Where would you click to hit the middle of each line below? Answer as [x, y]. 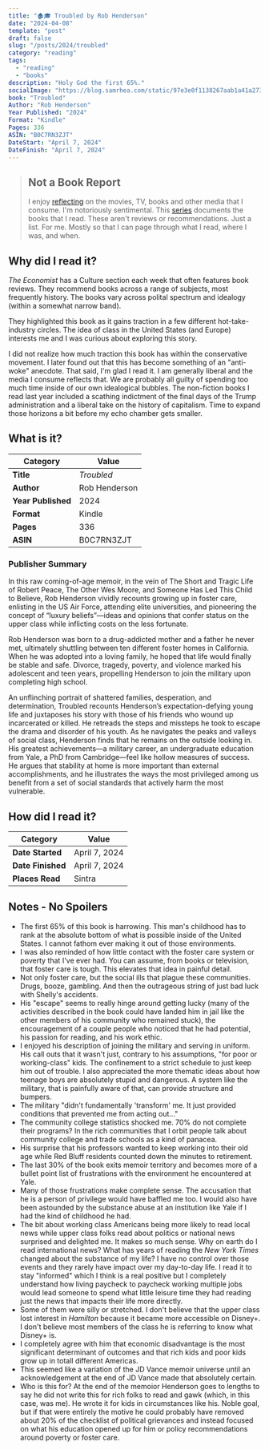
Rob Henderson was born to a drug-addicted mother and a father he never [131, 640]
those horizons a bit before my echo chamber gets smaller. [105, 413]
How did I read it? [52, 816]
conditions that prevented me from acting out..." [99, 1113]
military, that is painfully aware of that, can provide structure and [126, 1088]
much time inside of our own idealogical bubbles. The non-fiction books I [129, 388]
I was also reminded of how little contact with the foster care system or [137, 951]
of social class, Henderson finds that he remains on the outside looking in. [130, 740]
